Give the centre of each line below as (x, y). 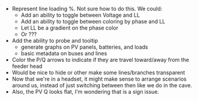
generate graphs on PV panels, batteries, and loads (84, 47)
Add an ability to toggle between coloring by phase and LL (93, 21)
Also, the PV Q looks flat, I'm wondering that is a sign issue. (85, 92)
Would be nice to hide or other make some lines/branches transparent (98, 72)
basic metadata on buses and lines (64, 53)
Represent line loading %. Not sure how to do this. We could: (87, 9)
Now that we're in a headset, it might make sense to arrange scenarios (99, 79)
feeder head (27, 66)
